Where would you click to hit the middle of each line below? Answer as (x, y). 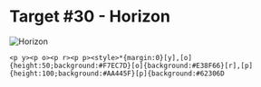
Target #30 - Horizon (90, 17)
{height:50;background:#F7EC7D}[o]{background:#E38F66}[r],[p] (131, 65)
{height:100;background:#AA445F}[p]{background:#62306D (117, 74)
